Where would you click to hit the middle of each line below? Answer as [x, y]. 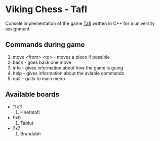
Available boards [32, 95]
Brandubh [30, 133]
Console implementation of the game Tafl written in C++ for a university [80, 23]
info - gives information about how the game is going [68, 67]
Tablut [27, 123]
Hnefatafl [30, 112]
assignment [17, 28]
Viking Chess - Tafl [46, 9]
